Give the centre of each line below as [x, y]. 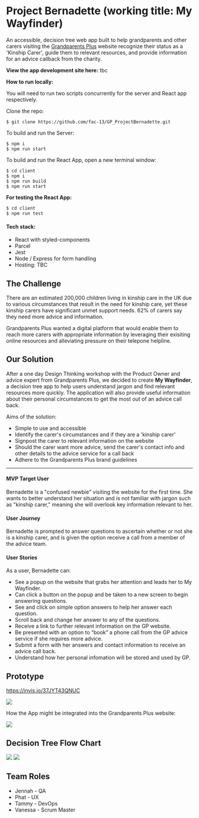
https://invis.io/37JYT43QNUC [43, 691]
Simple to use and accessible [50, 428]
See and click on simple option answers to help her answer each [94, 607]
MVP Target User [28, 479]
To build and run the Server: [40, 133]
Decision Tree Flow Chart [54, 743]
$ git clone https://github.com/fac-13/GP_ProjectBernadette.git [88, 122]
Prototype [25, 676]
